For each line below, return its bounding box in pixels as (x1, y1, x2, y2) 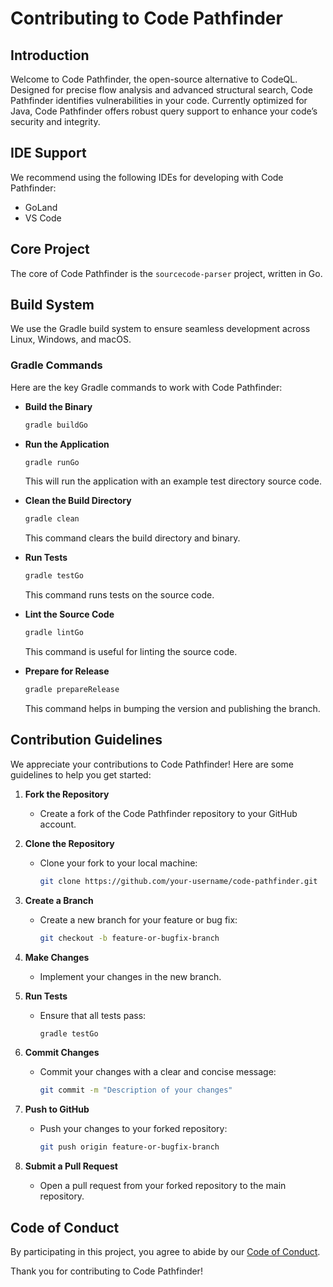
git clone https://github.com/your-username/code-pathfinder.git (39, 876, 318, 886)
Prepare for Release (24, 665, 110, 677)
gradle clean (24, 514, 80, 524)
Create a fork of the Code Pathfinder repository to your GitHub (39, 807, 298, 819)
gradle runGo (24, 457, 80, 467)
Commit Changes (24, 1047, 100, 1059)
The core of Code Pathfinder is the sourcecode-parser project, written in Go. (10, 267, 323, 279)
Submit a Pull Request (24, 1160, 118, 1172)
